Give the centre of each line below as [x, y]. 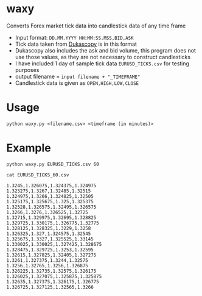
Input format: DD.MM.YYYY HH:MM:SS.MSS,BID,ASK [74, 37]
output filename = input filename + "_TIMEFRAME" [78, 76]
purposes [27, 70]
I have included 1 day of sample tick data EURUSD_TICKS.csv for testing [102, 63]
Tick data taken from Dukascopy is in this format [76, 44]
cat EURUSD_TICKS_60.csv [38, 175]
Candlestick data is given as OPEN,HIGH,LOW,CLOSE [77, 83]
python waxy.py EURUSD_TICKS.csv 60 [53, 164]
